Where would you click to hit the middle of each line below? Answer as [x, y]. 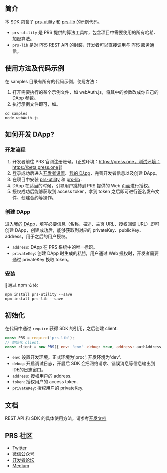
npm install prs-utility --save [39, 294]
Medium [21, 465]
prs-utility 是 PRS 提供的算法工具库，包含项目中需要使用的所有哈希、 [85, 32]
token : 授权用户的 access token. [45, 382]
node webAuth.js [22, 118]
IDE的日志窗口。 [29, 370]
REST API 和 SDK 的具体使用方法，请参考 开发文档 [56, 418]
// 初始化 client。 [24, 342]
